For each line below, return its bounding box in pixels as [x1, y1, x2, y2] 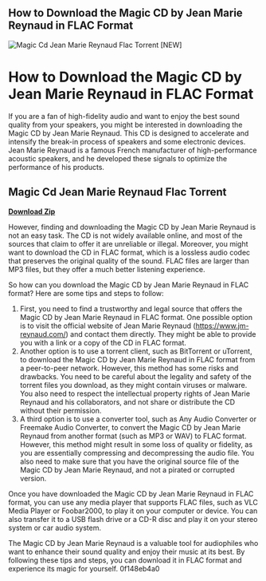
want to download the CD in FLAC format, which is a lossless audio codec [8, 247, 251, 257]
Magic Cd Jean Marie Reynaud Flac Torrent [8, 185, 227, 199]
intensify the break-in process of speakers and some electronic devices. [8, 136, 246, 146]
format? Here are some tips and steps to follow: [8, 288, 165, 298]
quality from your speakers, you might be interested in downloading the [8, 120, 243, 129]
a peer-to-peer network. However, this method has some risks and [19, 363, 239, 373]
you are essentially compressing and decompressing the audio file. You [19, 448, 255, 457]
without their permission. [19, 405, 102, 415]
